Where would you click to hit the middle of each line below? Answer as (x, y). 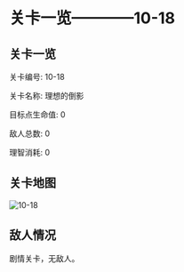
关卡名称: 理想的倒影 (47, 96)
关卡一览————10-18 (92, 18)
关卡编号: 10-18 (37, 77)
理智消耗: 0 (30, 152)
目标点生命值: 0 (37, 115)
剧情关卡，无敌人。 (44, 258)
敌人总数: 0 (30, 133)
